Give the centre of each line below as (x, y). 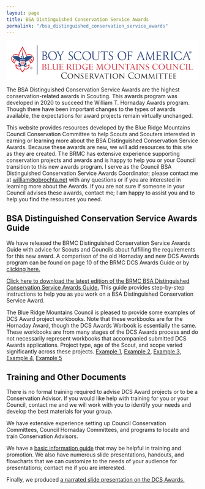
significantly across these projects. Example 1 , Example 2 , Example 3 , (94, 351)
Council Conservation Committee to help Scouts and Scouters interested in (101, 134)
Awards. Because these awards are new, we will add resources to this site (99, 147)
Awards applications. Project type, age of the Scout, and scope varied (95, 345)
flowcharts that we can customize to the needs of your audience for (92, 461)
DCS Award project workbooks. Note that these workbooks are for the (95, 318)
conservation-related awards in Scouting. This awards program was (92, 96)
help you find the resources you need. (54, 199)
